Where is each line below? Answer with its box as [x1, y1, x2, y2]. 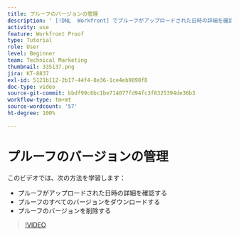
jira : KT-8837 [7, 70, 50, 77]
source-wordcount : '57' [7, 103, 78, 110]
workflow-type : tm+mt [7, 97, 72, 104]
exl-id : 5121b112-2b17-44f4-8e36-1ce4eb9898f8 [7, 76, 148, 84]
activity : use [7, 23, 50, 31]
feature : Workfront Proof [7, 30, 84, 38]
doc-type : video [7, 83, 55, 90]
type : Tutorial [7, 37, 53, 44]
